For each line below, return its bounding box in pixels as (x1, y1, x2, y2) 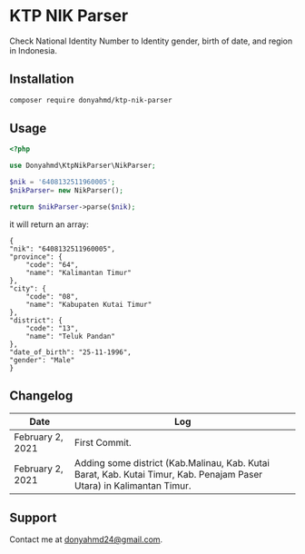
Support (9, 510, 57, 526)
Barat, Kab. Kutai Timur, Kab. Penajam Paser (74, 468, 263, 480)
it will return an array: (9, 219, 89, 230)
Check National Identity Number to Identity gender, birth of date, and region (9, 35, 293, 46)
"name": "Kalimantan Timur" (25, 268, 132, 277)
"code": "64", (25, 260, 79, 269)
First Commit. (74, 436, 132, 449)
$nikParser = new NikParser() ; (9, 186, 124, 195)
